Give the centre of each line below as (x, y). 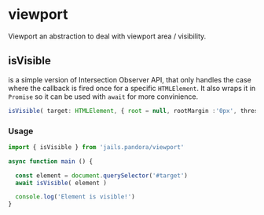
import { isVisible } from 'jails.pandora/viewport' (96, 147)
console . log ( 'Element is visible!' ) (75, 197)
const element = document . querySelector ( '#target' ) (102, 175)
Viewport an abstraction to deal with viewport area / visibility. (107, 36)
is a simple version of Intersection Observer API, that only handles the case (130, 79)
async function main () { (50, 161)
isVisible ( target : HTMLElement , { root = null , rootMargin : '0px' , (123, 111)
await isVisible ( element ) (61, 183)
